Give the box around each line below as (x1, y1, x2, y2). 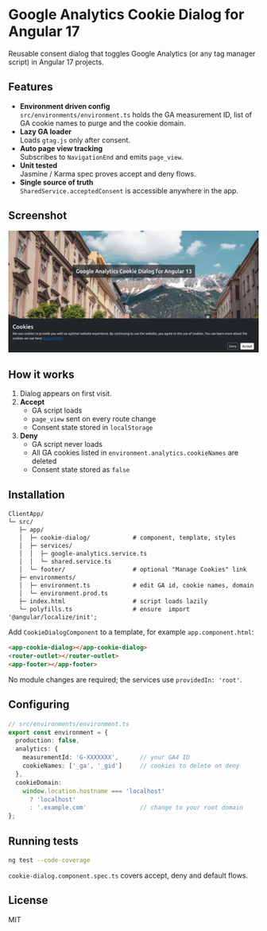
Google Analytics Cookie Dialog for (8, 6, 245, 24)
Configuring (8, 698, 70, 712)
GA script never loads (31, 440, 103, 449)
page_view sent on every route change (31, 414, 157, 424)
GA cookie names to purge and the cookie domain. (19, 118, 187, 128)
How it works (8, 368, 75, 382)
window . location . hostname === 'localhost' (22, 787, 165, 795)
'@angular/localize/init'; (8, 614, 98, 622)
